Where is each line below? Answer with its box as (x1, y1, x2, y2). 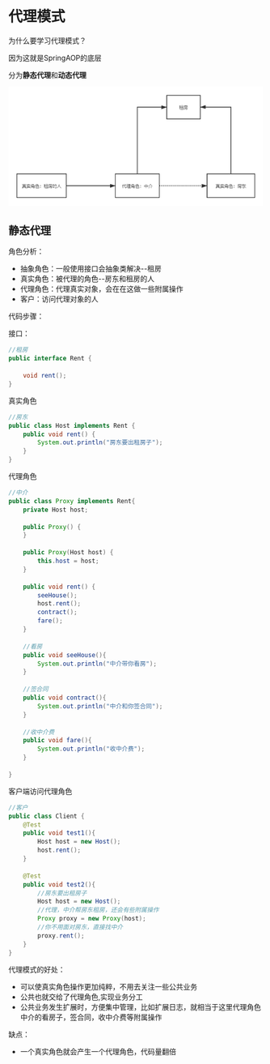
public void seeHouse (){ (23, 651, 107, 659)
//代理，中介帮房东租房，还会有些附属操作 (37, 906, 159, 914)
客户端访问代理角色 (8, 786, 73, 796)
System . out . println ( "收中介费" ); (37, 745, 146, 754)
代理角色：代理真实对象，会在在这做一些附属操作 (19, 284, 184, 294)
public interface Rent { (8, 354, 92, 363)
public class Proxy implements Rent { (8, 497, 136, 505)
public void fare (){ (23, 737, 92, 745)
